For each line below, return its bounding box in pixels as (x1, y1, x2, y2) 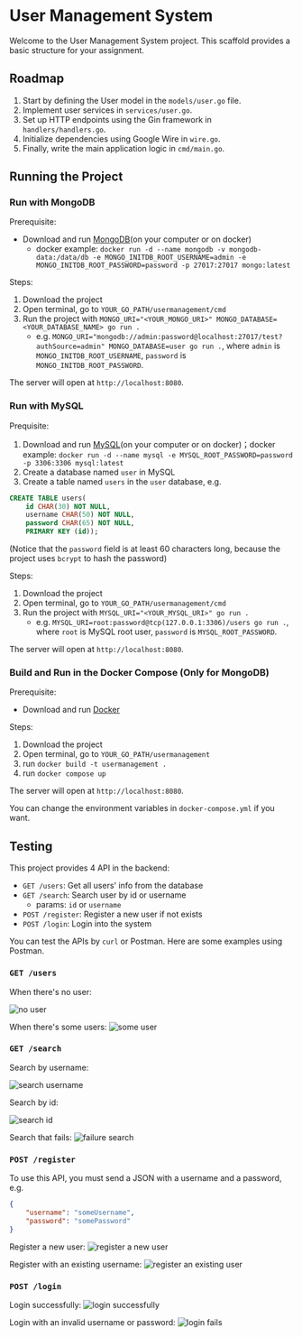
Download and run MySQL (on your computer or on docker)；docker (22, 438, 276, 449)
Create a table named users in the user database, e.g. (22, 475, 222, 487)
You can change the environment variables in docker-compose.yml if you (9, 803, 275, 814)
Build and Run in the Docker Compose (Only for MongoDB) (9, 667, 270, 679)
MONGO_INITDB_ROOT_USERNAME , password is (35, 350, 187, 361)
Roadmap (9, 71, 65, 87)
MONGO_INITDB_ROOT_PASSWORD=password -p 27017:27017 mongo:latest (35, 261, 291, 271)
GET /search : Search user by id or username (22, 890, 187, 900)
